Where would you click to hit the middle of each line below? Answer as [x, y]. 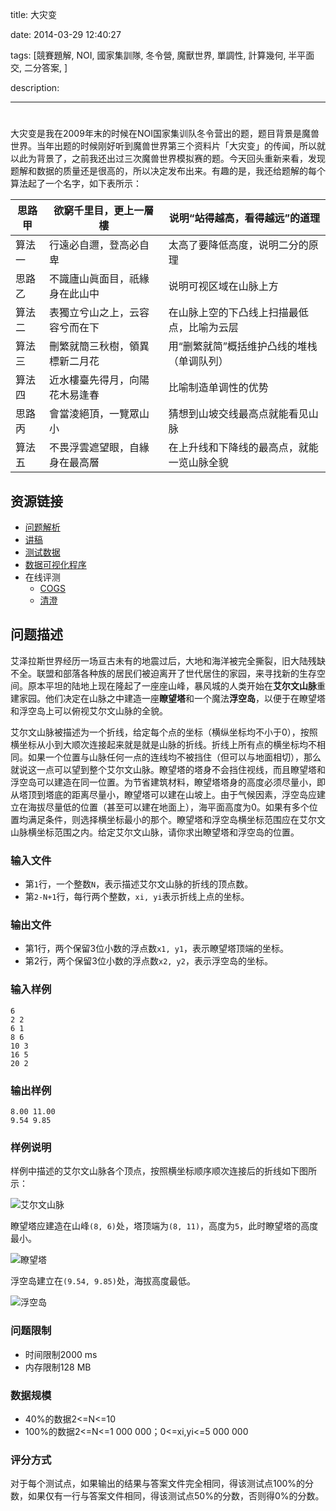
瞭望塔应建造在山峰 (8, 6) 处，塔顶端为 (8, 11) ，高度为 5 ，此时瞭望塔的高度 [164, 1226]
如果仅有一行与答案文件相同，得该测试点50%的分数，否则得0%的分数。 [176, 1496]
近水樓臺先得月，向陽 [99, 380]
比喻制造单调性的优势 [218, 388]
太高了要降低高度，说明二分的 [238, 245]
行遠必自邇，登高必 [94, 245]
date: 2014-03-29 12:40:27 [66, 34]
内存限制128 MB [58, 1367]
